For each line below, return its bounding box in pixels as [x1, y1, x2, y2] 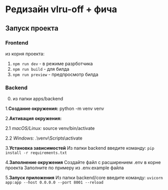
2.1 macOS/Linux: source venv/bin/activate [5, 125, 95, 131]
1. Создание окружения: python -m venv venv [5, 105, 104, 112]
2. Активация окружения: [5, 116, 62, 122]
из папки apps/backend [12, 96, 64, 102]
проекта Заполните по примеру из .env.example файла [5, 165, 124, 171]
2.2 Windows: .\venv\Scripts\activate [5, 135, 82, 141]
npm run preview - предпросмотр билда [12, 71, 98, 77]
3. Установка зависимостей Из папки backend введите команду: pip [5, 145, 154, 151]
